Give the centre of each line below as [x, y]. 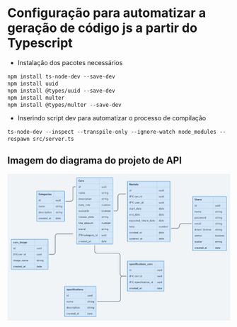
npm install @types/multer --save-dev [64, 105]
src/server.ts [53, 139]
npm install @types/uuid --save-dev [61, 91]
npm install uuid [33, 84]
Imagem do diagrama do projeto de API [95, 161]
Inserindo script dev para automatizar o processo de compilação [112, 117]
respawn [19, 139]
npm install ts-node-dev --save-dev [61, 76]
